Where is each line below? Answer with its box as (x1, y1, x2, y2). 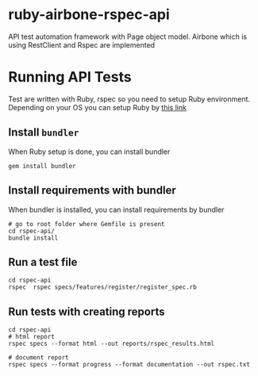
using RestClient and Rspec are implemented (8, 40, 156, 49)
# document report (8, 354, 69, 362)
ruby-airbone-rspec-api (8, 6, 171, 24)
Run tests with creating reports (8, 305, 165, 318)
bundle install (8, 234, 59, 242)
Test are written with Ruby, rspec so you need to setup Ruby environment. (8, 94, 251, 104)
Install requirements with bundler (8, 184, 176, 198)
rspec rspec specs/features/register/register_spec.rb (8, 283, 197, 291)
